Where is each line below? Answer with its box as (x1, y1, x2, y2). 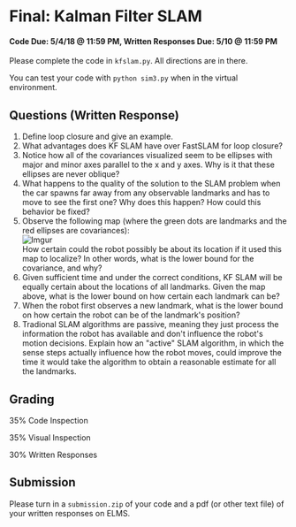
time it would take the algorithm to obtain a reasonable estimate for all (21, 356, 277, 368)
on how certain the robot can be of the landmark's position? (21, 309, 240, 320)
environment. (9, 82, 57, 93)
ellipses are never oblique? (21, 169, 120, 179)
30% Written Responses (9, 449, 98, 461)
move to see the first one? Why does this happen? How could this (21, 197, 262, 208)
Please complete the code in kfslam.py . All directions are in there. (9, 56, 248, 66)
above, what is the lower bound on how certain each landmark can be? (21, 291, 280, 302)
